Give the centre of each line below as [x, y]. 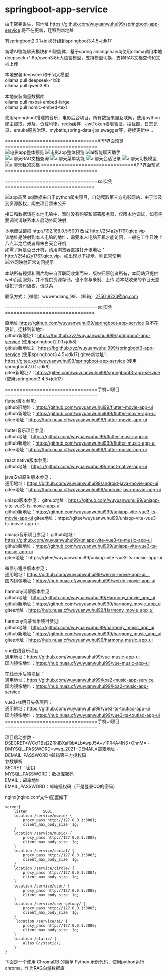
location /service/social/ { [44, 851]
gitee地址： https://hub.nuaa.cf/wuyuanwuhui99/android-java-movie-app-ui [83, 489]
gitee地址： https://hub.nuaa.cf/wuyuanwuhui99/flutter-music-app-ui [76, 449]
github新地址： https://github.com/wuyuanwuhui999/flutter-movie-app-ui [80, 413]
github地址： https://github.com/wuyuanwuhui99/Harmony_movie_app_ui [80, 597]
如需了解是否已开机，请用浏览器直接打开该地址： [55, 249]
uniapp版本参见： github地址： [37, 500]
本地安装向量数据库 [25, 96]
